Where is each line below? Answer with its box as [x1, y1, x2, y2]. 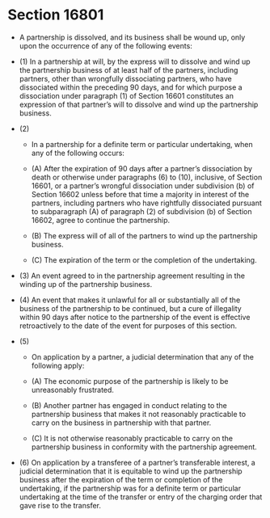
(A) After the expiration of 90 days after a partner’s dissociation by [31, 163, 252, 173]
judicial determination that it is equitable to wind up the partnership [19, 466, 243, 476]
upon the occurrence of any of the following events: [19, 40, 193, 50]
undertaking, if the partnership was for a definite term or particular [19, 483, 242, 493]
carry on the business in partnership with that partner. [31, 418, 212, 427]
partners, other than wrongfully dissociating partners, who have [19, 74, 232, 83]
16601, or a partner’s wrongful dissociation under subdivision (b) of [31, 180, 255, 191]
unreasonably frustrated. [31, 385, 115, 394]
